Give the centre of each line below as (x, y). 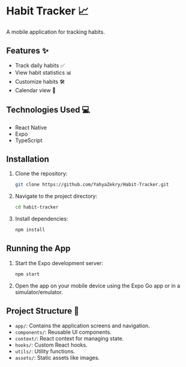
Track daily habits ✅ (40, 65)
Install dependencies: (42, 219)
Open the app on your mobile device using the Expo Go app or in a (98, 286)
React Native (31, 127)
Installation (28, 159)
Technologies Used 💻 (48, 110)
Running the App (39, 249)
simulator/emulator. (39, 292)
